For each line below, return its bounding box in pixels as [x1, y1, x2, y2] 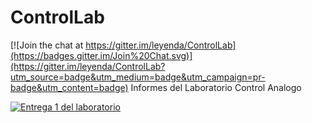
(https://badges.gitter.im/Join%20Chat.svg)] [10, 49, 193, 61]
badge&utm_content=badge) [10, 81, 129, 93]
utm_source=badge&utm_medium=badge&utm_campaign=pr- [10, 71, 266, 83]
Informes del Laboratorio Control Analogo [130, 81, 302, 93]
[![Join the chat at [10, 39, 84, 51]
